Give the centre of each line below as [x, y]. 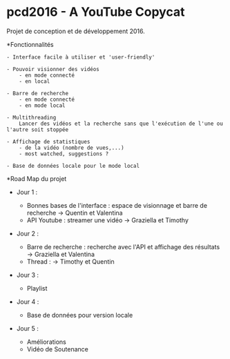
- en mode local [42, 105]
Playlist [37, 288]
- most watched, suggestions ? [64, 154]
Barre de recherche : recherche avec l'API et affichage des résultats [123, 246]
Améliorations [47, 342]
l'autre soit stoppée [38, 129]
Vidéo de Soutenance [58, 349]
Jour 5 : [27, 328]
